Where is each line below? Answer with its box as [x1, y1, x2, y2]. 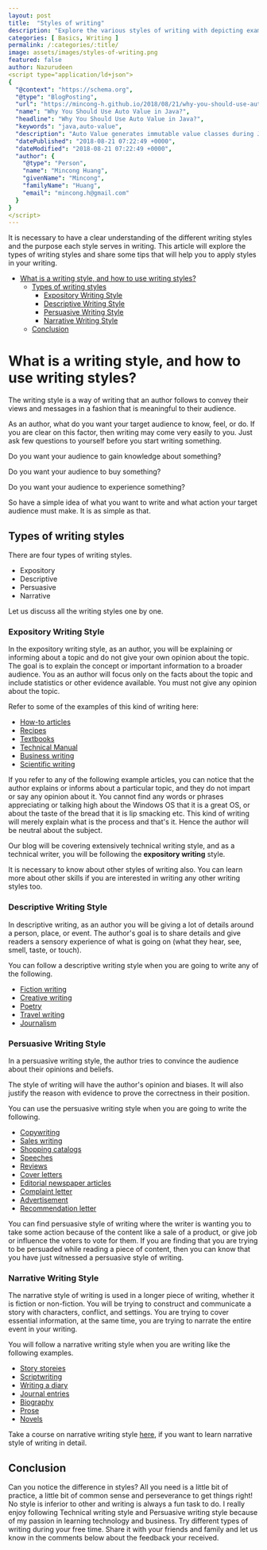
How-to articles [19, 717, 72, 727]
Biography [19, 1397, 54, 1407]
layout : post [8, 11, 52, 20]
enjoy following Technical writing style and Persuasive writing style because [8, 1508, 258, 1517]
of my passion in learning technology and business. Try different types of [8, 1516, 249, 1525]
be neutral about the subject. [8, 826, 103, 835]
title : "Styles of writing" [8, 19, 105, 27]
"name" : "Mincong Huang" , [22, 167, 109, 175]
